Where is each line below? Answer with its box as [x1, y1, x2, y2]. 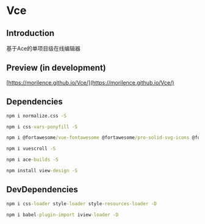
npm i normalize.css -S [6, 113, 67, 119]
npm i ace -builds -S [6, 156, 59, 163]
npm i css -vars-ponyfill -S [6, 124, 78, 130]
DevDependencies [6, 184, 78, 195]
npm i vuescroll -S [6, 145, 56, 152]
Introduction [6, 28, 55, 38]
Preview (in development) [6, 63, 107, 73]
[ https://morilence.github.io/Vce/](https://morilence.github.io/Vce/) [6, 79, 174, 86]
